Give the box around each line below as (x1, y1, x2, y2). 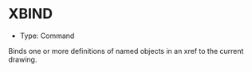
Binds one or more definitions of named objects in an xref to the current (8, 46, 244, 55)
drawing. (8, 55, 37, 64)
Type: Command (19, 31, 75, 40)
